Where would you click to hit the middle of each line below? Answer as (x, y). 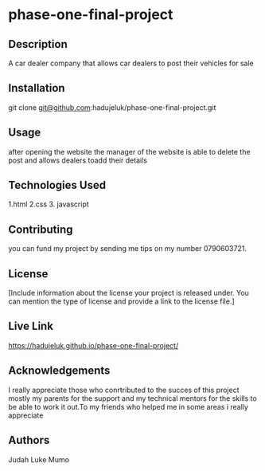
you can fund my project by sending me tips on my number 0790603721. (127, 249)
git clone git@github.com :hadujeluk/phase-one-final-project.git (112, 107)
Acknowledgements (59, 371)
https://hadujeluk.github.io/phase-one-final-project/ (94, 345)
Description (38, 44)
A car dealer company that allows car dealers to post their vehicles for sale (131, 63)
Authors (29, 440)
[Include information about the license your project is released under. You (129, 293)
